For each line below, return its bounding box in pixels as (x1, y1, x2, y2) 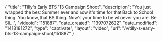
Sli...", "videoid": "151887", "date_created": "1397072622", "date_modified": (5, 20, 158, 26)
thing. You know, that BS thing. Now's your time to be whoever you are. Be (5, 15, 157, 20)
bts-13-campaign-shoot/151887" (5, 31, 71, 36)
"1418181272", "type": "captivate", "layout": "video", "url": (5, 25, 121, 31)
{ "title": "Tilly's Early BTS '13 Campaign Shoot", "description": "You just (5, 4, 151, 10)
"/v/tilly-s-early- (122, 25, 155, 31)
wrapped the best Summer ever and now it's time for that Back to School (5, 9, 153, 15)
